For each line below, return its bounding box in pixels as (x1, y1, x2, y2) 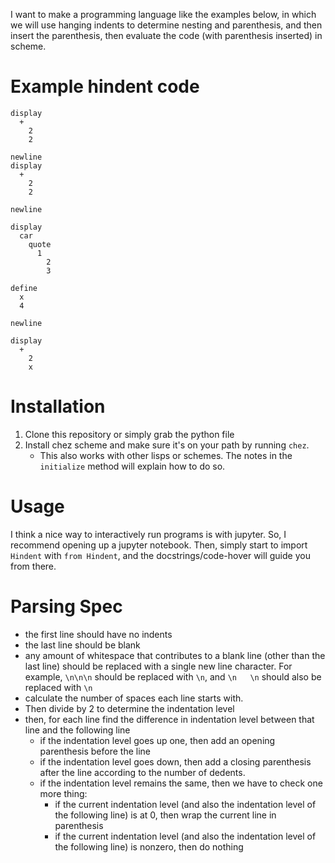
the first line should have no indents (24, 628, 173, 640)
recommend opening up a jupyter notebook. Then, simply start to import (10, 539, 308, 551)
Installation (10, 395, 106, 418)
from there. (10, 560, 57, 572)
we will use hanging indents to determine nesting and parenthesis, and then (10, 19, 323, 31)
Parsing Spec (10, 595, 123, 618)
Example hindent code (10, 75, 200, 98)
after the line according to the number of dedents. (39, 766, 246, 778)
